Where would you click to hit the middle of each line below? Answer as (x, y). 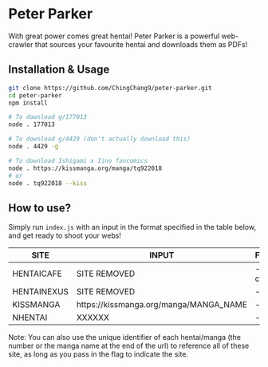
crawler (21, 44)
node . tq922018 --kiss (48, 183)
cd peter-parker (35, 95)
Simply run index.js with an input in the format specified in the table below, (132, 227)
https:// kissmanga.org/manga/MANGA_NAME (162, 305)
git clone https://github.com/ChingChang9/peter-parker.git (110, 88)
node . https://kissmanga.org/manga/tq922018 (85, 168)
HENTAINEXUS (41, 292)
